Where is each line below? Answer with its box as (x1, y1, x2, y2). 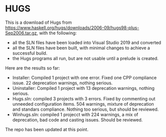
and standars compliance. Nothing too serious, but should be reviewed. (12, 106, 159, 112)
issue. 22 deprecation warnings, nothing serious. (12, 80, 113, 86)
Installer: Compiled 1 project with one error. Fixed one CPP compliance (12, 74, 157, 80)
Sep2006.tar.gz (5, 30, 37, 36)
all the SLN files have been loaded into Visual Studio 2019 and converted (12, 39, 162, 45)
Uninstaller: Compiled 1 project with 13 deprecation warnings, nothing (12, 85, 155, 91)
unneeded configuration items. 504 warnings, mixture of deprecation (12, 101, 154, 107)
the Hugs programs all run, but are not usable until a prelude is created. (12, 55, 159, 61)
